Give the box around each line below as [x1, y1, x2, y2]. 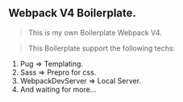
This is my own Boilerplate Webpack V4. [27, 27, 163, 37]
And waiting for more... [19, 84, 97, 94]
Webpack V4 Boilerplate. [8, 6, 137, 20]
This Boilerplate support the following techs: [27, 43, 176, 53]
